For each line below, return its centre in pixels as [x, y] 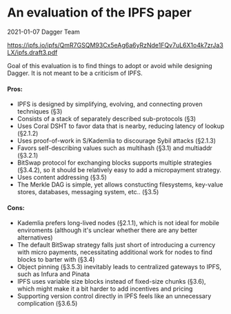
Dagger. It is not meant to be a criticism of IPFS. [75, 73]
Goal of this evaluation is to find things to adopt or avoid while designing [110, 65]
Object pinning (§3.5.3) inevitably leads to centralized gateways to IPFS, [119, 267]
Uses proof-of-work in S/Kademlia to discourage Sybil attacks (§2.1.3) [116, 141]
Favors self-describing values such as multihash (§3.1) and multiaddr [114, 148]
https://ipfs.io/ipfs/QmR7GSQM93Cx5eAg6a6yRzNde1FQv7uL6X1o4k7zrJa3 [115, 45]
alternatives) [35, 238]
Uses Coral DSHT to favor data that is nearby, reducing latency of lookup [121, 126]
